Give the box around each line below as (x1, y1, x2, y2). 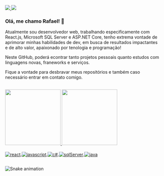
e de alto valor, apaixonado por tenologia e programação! (5, 44, 122, 51)
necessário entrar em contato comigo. (5, 74, 83, 81)
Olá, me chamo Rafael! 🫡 (5, 17, 65, 24)
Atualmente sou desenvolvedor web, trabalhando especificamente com (5, 29, 150, 35)
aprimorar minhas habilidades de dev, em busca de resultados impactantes (5, 40, 158, 45)
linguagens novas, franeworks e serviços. (5, 59, 90, 66)
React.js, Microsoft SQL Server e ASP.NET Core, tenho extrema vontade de (5, 34, 158, 40)
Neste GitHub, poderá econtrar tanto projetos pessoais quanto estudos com (5, 54, 159, 60)
